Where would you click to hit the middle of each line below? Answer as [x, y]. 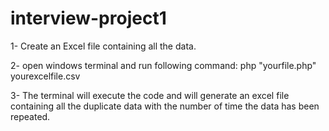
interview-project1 [88, 18]
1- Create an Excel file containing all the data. [103, 46]
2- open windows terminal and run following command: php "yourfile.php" [163, 65]
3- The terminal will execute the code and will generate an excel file [150, 95]
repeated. [30, 116]
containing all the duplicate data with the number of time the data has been [165, 106]
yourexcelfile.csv [45, 76]
